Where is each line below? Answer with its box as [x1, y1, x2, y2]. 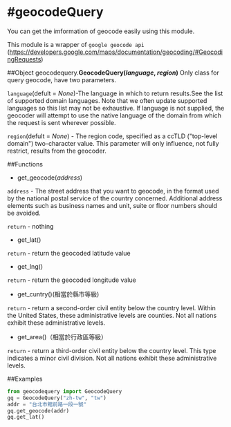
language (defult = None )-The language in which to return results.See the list [7, 89, 223, 97]
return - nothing [7, 222, 54, 230]
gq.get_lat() [7, 414, 45, 421]
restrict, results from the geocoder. [7, 146, 107, 155]
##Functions [7, 160, 44, 168]
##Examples [7, 374, 43, 383]
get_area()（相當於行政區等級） [17, 332, 107, 341]
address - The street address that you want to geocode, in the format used [7, 187, 219, 195]
